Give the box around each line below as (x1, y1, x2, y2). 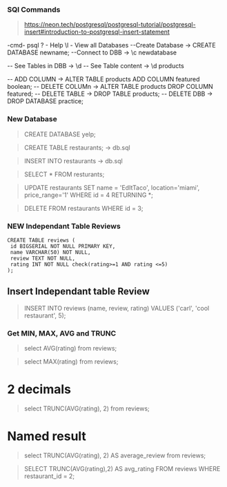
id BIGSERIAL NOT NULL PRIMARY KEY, (10, 242, 116, 249)
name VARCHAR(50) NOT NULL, (10, 249, 91, 256)
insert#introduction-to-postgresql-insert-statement (23, 28, 170, 36)
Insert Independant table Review (7, 286, 150, 298)
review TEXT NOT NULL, (10, 255, 76, 262)
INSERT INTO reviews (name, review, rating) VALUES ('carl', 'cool (23, 304, 210, 312)
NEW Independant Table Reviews (7, 221, 121, 231)
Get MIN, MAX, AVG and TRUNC (7, 329, 117, 338)
